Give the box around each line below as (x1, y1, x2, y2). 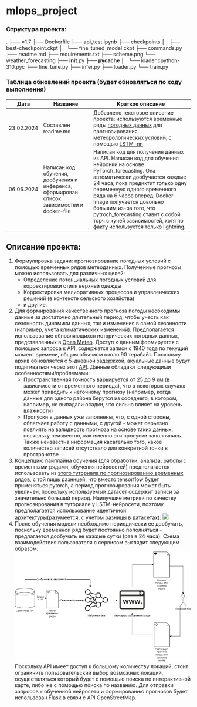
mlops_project (6, 4, 78, 18)
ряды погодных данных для (93, 122, 162, 129)
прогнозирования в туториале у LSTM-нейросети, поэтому (14, 501, 164, 508)
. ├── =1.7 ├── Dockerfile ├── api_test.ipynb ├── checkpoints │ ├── (6, 38, 181, 45)
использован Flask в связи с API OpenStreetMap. (14, 694, 137, 701)
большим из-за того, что (93, 204, 155, 211)
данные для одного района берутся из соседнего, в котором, (23, 395, 178, 402)
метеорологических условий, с (93, 134, 172, 141)
